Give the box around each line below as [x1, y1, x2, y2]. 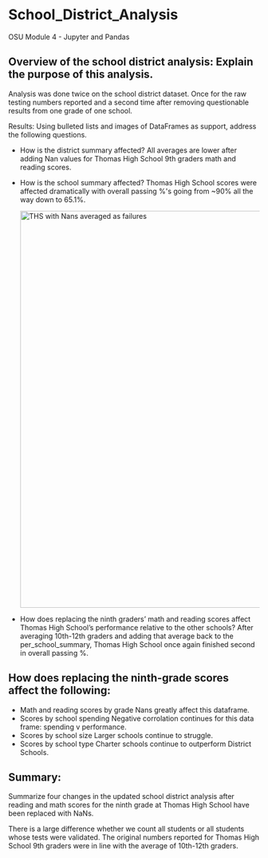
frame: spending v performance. [19, 721, 127, 732]
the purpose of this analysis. [8, 68, 154, 81]
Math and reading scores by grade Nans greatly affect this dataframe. [19, 705, 250, 714]
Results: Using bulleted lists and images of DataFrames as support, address [8, 121, 257, 131]
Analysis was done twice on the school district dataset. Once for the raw [8, 89, 247, 98]
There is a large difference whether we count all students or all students [8, 824, 245, 834]
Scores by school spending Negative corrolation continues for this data [19, 713, 254, 723]
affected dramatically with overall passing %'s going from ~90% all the [19, 186, 254, 196]
